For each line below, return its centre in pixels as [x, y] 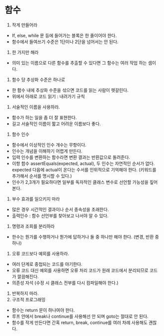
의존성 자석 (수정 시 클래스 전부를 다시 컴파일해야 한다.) [65, 283]
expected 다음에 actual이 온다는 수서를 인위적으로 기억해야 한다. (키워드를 [84, 169]
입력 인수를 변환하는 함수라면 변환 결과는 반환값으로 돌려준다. [71, 157]
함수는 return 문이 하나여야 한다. [43, 310]
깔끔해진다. [28, 276]
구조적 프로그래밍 [29, 299]
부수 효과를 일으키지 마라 [36, 199]
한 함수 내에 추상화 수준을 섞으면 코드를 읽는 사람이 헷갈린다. [70, 90]
